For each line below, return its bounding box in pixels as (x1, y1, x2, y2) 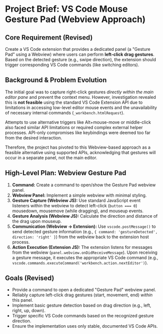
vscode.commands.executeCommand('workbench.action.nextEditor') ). (12, 260, 148, 266)
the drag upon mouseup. (12, 218, 62, 224)
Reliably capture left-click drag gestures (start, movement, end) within (12, 292, 153, 298)
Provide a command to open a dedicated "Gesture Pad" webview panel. (12, 287, 156, 293)
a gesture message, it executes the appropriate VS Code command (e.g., (12, 254, 159, 260)
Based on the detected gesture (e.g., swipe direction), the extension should (5, 57, 157, 62)
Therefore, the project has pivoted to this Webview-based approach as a (5, 144, 151, 150)
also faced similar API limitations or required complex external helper (5, 124, 143, 130)
